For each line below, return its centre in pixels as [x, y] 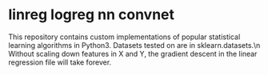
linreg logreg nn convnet [91, 15]
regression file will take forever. [60, 62]
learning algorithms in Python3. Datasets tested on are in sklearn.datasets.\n [134, 45]
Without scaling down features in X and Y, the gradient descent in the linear [133, 53]
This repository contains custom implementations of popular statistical [124, 37]
